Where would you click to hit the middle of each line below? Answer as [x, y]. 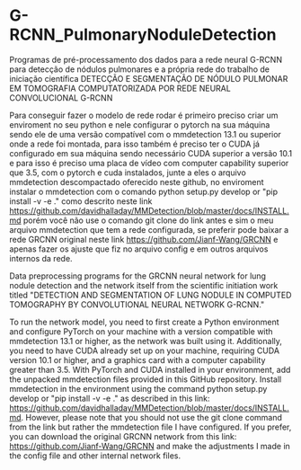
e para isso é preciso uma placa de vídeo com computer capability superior [149, 163]
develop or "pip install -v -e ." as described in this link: [110, 398]
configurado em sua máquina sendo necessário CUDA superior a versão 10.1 [151, 153]
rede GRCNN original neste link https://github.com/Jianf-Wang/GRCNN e [144, 239]
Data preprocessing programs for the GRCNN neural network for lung [138, 276]
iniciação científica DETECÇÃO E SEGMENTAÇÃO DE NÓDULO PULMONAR [149, 78]
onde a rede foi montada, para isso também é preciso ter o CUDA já [135, 144]
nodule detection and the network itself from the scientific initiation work [144, 285]
